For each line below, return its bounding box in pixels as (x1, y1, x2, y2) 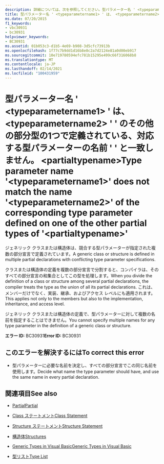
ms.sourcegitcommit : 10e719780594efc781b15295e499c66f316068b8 (5, 52, 137, 58)
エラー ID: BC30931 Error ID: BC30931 (5, 333, 81, 339)
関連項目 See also (5, 390, 58, 398)
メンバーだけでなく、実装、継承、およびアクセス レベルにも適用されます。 (5, 290, 155, 296)
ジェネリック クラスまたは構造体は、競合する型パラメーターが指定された (5, 244, 152, 250)
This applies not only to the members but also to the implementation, (5, 295, 143, 301)
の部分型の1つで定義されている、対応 (5, 130, 154, 142)
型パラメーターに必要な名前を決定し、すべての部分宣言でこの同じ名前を (12, 362, 157, 368)
